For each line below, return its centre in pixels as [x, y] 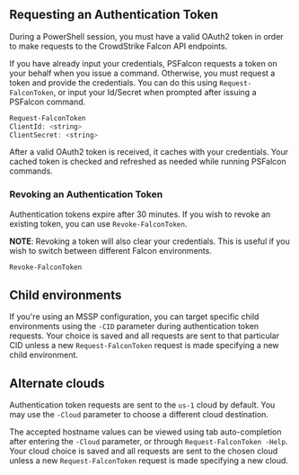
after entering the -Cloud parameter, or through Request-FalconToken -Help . [149, 442]
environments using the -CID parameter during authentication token [134, 327]
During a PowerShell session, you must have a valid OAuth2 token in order [147, 36]
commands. [31, 171]
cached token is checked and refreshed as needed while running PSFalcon [148, 162]
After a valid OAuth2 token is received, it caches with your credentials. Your [149, 152]
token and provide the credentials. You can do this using [114, 82]
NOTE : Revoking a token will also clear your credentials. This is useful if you [149, 241]
